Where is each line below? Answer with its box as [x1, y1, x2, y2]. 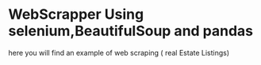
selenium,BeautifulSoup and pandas [8, 22, 254, 40]
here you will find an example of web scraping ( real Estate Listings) [8, 48, 230, 57]
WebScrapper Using [8, 5, 144, 23]
